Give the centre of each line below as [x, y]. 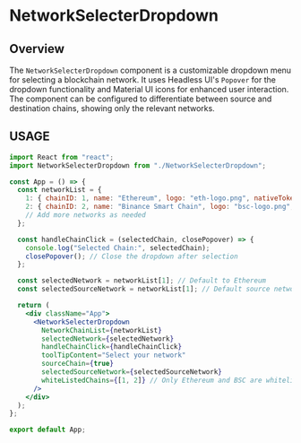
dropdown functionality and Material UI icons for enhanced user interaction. [149, 89]
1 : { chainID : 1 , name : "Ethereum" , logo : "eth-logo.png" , [138, 198]
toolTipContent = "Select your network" [114, 355]
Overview [37, 49]
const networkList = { [60, 190]
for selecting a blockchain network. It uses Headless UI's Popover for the [142, 80]
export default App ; [48, 430]
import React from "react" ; [62, 157]
